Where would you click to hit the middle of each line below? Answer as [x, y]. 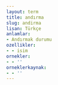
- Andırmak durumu [29, 40]
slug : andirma [24, 23]
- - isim [17, 51]
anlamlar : [19, 34]
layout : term [22, 12]
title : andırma [25, 17]
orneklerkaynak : [26, 67]
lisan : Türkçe [24, 28]
